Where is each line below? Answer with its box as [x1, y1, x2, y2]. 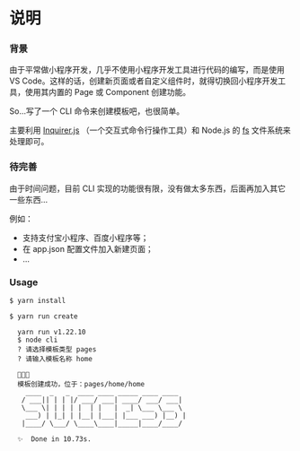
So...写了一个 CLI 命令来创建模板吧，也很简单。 [9, 106, 185, 117]
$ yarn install [9, 297, 66, 306]
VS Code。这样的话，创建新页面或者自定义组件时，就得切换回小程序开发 [9, 75, 278, 86]
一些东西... [9, 194, 49, 204]
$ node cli [17, 335, 58, 345]
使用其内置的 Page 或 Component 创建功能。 [24, 87, 191, 98]
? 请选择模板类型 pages [17, 345, 97, 354]
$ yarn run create [9, 312, 78, 321]
